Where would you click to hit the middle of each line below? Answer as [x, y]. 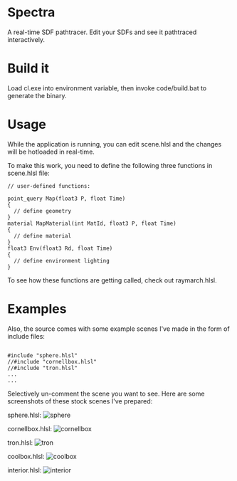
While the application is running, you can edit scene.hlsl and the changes [115, 144]
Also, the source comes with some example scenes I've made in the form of [118, 329]
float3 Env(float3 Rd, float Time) [60, 248]
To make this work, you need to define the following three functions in [110, 165]
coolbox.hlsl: [26, 456]
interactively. [26, 39]
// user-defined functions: [49, 186]
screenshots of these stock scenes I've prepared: [80, 401]
